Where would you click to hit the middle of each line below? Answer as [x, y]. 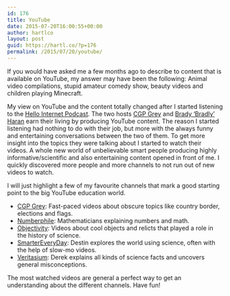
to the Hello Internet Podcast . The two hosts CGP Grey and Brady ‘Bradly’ [111, 113]
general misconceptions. [52, 264]
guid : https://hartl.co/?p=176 [52, 45]
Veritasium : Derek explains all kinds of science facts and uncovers [111, 257]
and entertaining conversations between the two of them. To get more [106, 135]
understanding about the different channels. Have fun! [84, 285]
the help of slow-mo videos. [57, 250]
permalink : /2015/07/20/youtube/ [55, 52]
